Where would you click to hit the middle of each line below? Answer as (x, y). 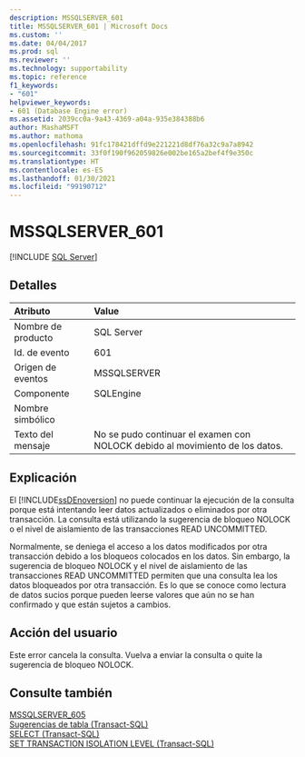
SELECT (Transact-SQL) (54, 734)
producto (34, 337)
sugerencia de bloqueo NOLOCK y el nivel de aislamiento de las (128, 565)
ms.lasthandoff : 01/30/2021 (63, 178)
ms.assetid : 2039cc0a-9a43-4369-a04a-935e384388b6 (107, 119)
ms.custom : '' (36, 35)
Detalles (33, 286)
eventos (31, 378)
